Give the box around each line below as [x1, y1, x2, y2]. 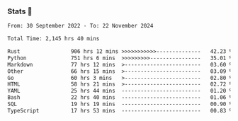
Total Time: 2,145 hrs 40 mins [7, 35, 100, 42]
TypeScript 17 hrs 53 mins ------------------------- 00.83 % [7, 107, 233, 114]
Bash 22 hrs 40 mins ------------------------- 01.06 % [7, 94, 233, 101]
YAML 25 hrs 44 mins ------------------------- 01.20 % [7, 88, 233, 95]
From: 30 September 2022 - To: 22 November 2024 [7, 23, 154, 30]
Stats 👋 [7, 6, 33, 16]
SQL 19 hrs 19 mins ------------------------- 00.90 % [7, 100, 233, 108]
